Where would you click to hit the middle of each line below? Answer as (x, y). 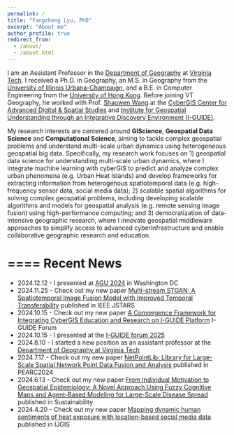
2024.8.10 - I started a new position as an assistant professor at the (114, 342)
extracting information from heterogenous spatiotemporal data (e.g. (104, 183)
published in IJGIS (43, 424)
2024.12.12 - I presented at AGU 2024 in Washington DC (98, 283)
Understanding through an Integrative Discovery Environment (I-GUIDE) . (111, 117)
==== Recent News (65, 264)
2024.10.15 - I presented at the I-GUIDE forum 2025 (91, 335)
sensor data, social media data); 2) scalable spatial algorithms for (132, 191)
